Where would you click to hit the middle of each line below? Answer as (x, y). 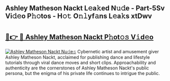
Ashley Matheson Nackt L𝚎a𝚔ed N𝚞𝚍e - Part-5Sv (85, 8)
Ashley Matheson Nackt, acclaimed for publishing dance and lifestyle (78, 57)
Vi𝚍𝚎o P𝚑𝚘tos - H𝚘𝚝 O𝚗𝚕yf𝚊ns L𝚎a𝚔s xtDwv (79, 16)
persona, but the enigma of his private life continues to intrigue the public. (83, 73)
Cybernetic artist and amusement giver (118, 52)
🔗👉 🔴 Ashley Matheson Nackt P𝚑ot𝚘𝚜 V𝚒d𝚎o (79, 37)
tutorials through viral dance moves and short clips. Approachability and (81, 63)
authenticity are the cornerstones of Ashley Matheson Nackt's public (77, 68)
